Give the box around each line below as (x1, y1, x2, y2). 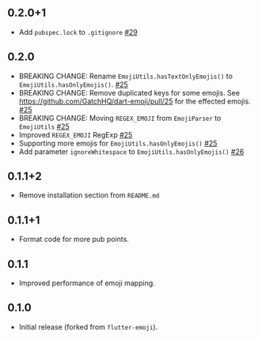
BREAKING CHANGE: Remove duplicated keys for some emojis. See (18, 88, 241, 97)
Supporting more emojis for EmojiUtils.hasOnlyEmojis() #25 (18, 138, 218, 148)
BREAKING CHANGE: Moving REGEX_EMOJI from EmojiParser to (18, 113, 222, 122)
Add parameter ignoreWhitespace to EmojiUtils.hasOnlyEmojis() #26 (18, 146, 245, 156)
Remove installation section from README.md (18, 190, 160, 200)
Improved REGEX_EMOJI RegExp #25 (18, 130, 133, 139)
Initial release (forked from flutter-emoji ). (18, 322, 158, 331)
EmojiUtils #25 (18, 122, 70, 131)
